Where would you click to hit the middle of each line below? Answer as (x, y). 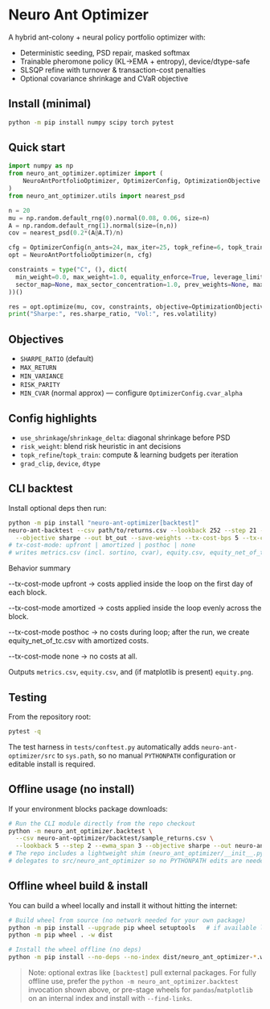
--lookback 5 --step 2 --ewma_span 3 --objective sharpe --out (123, 846)
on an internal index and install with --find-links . (110, 999)
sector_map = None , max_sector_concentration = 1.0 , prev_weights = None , (133, 284)
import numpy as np (41, 166)
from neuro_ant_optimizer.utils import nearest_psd (96, 196)
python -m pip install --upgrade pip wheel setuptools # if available (133, 928)
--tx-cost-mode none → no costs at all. (73, 656)
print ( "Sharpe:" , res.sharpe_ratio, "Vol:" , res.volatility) (113, 314)
